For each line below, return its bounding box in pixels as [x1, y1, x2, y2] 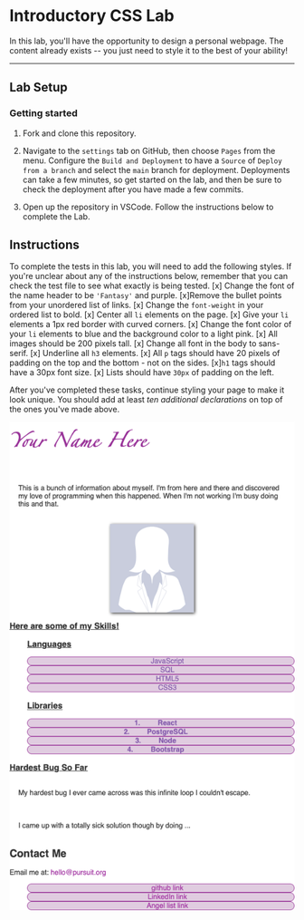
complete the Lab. [22, 210, 90, 222]
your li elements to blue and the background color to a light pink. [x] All [9, 328, 278, 340]
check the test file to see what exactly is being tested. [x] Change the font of [9, 280, 295, 291]
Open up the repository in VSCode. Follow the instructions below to [22, 201, 274, 212]
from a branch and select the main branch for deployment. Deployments [22, 164, 290, 175]
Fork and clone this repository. [22, 128, 137, 139]
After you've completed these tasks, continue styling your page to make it [9, 384, 285, 395]
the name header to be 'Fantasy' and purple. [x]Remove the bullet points [9, 290, 282, 301]
